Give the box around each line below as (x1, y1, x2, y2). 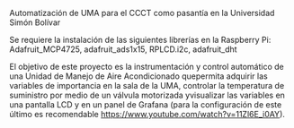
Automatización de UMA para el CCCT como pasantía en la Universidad (9, 8, 275, 18)
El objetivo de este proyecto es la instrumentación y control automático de (9, 62, 285, 72)
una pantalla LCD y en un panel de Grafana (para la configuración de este (9, 99, 282, 110)
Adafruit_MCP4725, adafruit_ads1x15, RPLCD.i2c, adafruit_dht (9, 44, 237, 55)
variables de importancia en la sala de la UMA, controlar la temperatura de (9, 81, 285, 90)
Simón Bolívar (9, 17, 61, 28)
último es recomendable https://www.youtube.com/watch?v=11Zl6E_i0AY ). (9, 109, 286, 119)
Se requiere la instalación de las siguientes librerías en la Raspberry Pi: (9, 35, 272, 45)
